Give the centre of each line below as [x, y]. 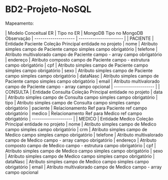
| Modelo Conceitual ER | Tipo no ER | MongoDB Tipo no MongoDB [74, 33]
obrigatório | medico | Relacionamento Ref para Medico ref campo [74, 113]
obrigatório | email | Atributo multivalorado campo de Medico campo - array [83, 167]
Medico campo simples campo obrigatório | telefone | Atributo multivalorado [84, 135]
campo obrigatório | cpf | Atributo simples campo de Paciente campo [77, 65]
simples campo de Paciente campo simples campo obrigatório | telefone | [81, 49]
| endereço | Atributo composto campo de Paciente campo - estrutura [77, 59]
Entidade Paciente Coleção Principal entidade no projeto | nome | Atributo [81, 43]
